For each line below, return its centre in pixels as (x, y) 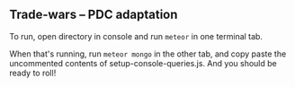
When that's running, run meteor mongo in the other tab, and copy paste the (148, 54)
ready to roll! (33, 73)
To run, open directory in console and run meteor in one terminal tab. (136, 36)
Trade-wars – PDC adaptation (94, 15)
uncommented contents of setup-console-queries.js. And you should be (143, 63)
